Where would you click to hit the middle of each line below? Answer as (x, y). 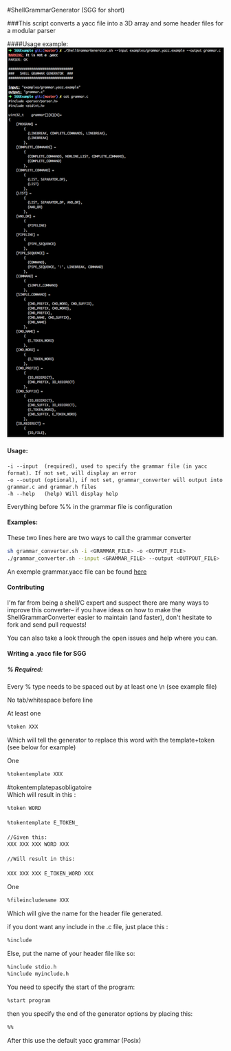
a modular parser (32, 31)
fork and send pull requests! (47, 624)
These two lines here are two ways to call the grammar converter (99, 537)
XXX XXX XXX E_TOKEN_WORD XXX (51, 873)
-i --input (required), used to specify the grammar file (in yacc (107, 466)
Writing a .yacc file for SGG (47, 654)
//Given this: (27, 837)
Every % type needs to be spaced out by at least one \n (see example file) (112, 687)
